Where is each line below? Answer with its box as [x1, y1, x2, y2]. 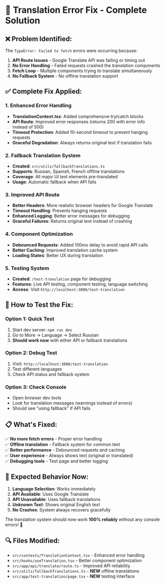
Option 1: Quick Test [5, 316, 54, 323]
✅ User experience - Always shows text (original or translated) [5, 452, 133, 459]
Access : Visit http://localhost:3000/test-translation [12, 286, 125, 292]
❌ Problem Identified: [5, 35, 73, 43]
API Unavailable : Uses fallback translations [12, 496, 101, 502]
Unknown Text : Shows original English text [12, 501, 100, 507]
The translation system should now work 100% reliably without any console [5, 516, 160, 522]
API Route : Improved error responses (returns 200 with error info [12, 119, 145, 125]
